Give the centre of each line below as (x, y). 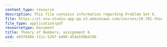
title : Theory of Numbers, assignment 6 (48, 32)
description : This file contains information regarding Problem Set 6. (81, 14)
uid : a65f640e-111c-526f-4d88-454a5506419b (51, 37)
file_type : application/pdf (34, 23)
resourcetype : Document (30, 28)
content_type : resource (30, 10)
